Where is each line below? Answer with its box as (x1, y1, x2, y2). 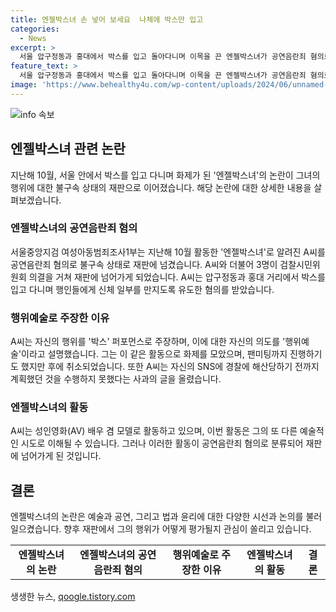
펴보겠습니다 (10, 194, 60, 206)
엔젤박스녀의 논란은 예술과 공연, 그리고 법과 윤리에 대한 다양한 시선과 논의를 (10, 511, 304, 523)
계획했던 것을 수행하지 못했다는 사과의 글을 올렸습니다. (10, 373, 222, 385)
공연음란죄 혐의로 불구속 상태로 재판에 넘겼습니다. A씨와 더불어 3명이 (10, 258, 278, 270)
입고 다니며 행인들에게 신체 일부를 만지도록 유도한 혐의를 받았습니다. (10, 283, 275, 295)
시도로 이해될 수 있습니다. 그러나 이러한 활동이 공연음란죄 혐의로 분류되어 (20, 437, 304, 450)
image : (10, 80, 38, 90)
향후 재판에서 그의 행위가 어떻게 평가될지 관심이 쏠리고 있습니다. (63, 523, 312, 535)
